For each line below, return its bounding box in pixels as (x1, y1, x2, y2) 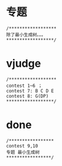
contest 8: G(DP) (6, 93, 49, 99)
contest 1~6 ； (6, 83, 43, 89)
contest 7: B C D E (6, 87, 54, 94)
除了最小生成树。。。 (6, 32, 46, 37)
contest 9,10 (6, 143, 38, 149)
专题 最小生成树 (6, 149, 40, 155)
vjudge (6, 57, 41, 70)
